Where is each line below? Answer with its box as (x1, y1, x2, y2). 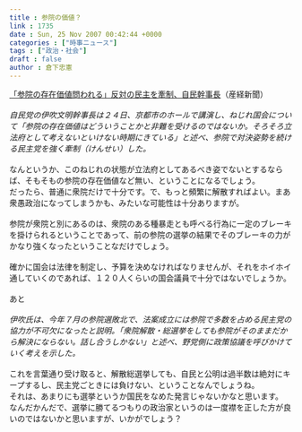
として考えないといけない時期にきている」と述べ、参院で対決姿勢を (24, 132, 276, 143)
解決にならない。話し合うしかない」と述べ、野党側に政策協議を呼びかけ (16, 336, 284, 347)
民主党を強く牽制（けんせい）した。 (16, 143, 151, 153)
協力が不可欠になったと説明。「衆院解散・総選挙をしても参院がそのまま (9, 324, 272, 336)
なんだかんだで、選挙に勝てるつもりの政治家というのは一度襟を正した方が (9, 402, 284, 412)
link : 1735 (9, 22, 54, 30)
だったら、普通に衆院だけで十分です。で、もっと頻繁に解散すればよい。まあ (9, 186, 291, 197)
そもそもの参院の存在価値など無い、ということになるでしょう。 (24, 175, 260, 186)
